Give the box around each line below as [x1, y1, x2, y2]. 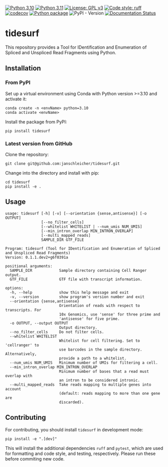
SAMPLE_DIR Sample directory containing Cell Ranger [10, 268, 147, 273]
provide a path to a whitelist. [59, 356, 127, 361]
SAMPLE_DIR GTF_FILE [41, 237, 84, 242]
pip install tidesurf [5, 128, 51, 133]
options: [5, 285, 24, 290]
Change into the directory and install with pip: [5, 170, 99, 176]
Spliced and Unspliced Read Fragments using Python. [5, 49, 116, 55]
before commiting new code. [5, 455, 65, 461]
